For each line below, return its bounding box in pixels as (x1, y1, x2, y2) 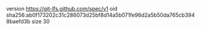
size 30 (31, 18, 50, 25)
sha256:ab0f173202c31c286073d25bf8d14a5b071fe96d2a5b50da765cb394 (6, 11, 195, 19)
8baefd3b (6, 18, 31, 25)
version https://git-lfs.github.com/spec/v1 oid (6, 5, 118, 12)
